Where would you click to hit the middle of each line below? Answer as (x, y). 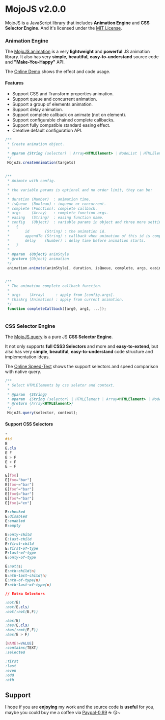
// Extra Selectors (25, 594)
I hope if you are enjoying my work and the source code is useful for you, (80, 707)
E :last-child (18, 539)
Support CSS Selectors (29, 424)
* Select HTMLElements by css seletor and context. (61, 385)
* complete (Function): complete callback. (52, 208)
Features (14, 83)
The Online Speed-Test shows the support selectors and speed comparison (82, 367)
